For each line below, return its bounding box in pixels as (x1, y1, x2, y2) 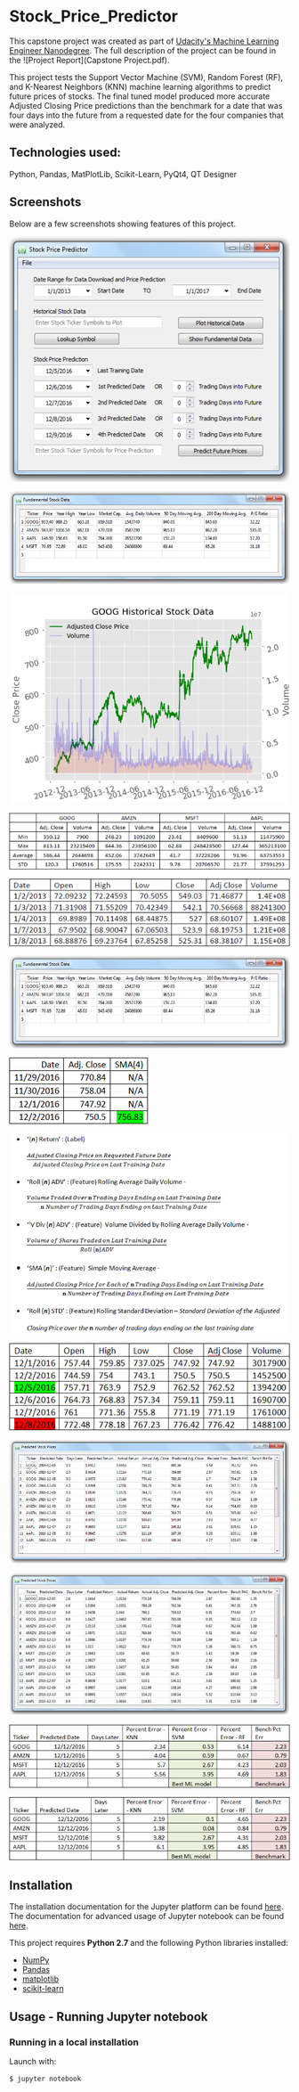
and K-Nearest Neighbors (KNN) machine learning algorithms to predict (9, 81, 271, 92)
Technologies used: (9, 145, 122, 160)
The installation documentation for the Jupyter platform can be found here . (9, 1901, 284, 1912)
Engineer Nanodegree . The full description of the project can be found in (9, 45, 277, 55)
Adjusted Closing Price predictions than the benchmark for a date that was (9, 100, 283, 110)
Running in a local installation (9, 2036, 140, 2048)
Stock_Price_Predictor (9, 6, 178, 27)
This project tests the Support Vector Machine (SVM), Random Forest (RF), (9, 71, 283, 82)
